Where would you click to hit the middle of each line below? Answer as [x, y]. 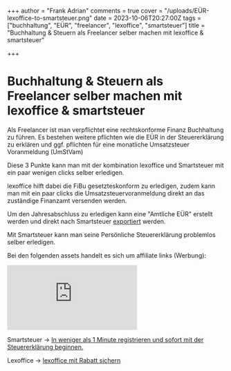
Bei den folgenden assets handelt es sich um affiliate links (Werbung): [107, 255]
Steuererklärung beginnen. [45, 347]
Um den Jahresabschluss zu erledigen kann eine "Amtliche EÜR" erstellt [110, 213]
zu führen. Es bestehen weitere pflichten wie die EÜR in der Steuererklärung [115, 137]
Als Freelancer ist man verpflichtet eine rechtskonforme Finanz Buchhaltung [115, 130]
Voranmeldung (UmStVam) [45, 151]
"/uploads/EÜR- [187, 11]
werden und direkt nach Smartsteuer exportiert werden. [86, 221]
